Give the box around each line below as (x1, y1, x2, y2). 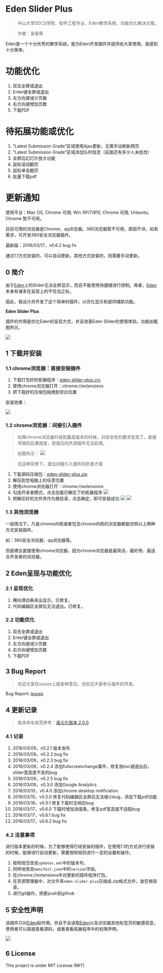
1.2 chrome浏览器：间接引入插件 (5, 422, 82, 429)
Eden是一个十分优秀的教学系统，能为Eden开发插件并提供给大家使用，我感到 (5, 40, 158, 47)
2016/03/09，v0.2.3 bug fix (12, 757, 69, 763)
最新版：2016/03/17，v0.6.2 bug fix (5, 242, 77, 248)
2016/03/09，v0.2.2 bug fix (12, 751, 69, 757)
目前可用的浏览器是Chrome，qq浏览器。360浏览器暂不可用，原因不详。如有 (5, 225, 159, 232)
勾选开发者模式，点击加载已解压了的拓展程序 (12, 489, 103, 495)
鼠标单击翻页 (12, 167, 38, 173)
